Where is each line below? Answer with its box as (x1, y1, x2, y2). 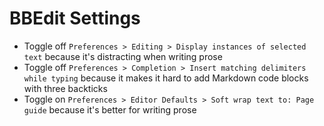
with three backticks (23, 82, 108, 94)
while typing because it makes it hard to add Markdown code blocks (23, 72, 309, 84)
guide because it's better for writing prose (23, 103, 197, 116)
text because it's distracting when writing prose (23, 50, 223, 62)
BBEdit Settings (9, 7, 141, 30)
